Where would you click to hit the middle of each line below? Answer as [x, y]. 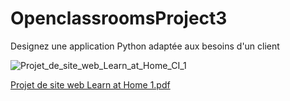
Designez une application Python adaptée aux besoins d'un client [145, 46]
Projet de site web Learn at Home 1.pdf [90, 84]
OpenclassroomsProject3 [119, 18]
